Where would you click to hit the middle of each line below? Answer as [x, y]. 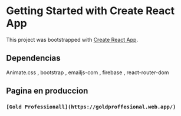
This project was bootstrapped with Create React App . [72, 39]
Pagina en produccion [47, 91]
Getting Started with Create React [90, 11]
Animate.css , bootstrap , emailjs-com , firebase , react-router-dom [88, 72]
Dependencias [33, 58]
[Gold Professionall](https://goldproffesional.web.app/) [91, 107]
